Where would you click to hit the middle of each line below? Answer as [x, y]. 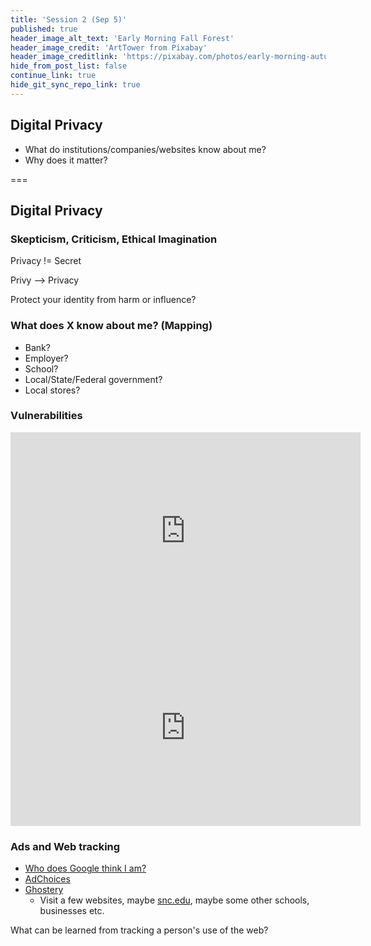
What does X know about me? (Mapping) [111, 326]
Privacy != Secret [46, 261]
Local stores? [52, 390]
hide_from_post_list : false [69, 66]
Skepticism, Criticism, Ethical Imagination [114, 239]
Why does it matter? [66, 160]
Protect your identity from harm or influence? [103, 300]
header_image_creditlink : [64, 57]
